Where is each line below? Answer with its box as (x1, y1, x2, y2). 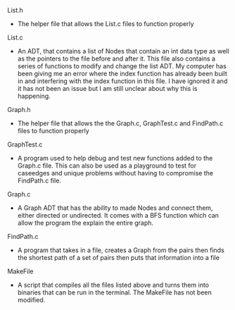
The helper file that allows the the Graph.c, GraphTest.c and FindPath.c (17, 119, 224, 128)
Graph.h (7, 106, 31, 113)
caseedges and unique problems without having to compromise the (17, 169, 213, 177)
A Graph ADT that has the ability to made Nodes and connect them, (17, 204, 213, 212)
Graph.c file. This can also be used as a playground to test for (17, 161, 197, 170)
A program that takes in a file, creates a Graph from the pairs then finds (17, 246, 225, 254)
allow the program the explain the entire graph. (17, 218, 153, 227)
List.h (7, 6, 23, 14)
